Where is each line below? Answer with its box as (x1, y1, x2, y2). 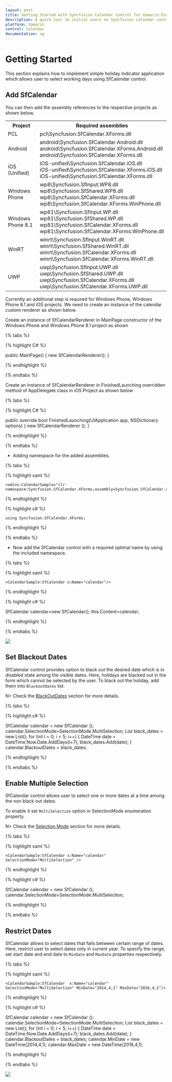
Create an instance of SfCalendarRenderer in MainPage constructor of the (5, 316, 162, 323)
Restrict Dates (5, 927, 52, 935)
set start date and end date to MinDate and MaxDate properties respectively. (5, 951, 163, 957)
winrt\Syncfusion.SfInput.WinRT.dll (39, 236, 124, 243)
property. (5, 813, 25, 819)
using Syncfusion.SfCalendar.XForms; (5, 515, 86, 520)
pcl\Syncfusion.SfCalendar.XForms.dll (39, 130, 132, 137)
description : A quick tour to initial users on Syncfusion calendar (5, 17, 155, 22)
